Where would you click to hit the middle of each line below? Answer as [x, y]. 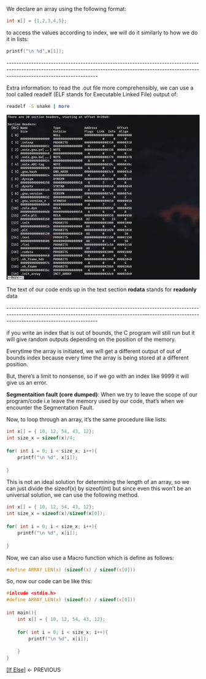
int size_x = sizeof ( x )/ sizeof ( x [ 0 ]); [56, 514]
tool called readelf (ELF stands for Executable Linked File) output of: [92, 94]
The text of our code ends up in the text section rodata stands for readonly [102, 290]
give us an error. [27, 383]
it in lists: [17, 39]
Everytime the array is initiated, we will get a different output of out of [94, 351]
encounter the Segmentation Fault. [50, 408]
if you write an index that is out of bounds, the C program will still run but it [101, 333]
